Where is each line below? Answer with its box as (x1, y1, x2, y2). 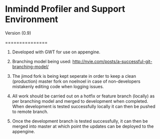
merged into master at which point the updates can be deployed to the (12, 123, 154, 129)
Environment (5, 14, 59, 25)
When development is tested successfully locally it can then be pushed (12, 103, 156, 109)
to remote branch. (12, 109, 49, 115)
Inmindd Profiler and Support (5, 3, 125, 15)
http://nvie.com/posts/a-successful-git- (72, 58, 153, 64)
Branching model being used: (12, 58, 72, 64)
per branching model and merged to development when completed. (12, 98, 148, 104)
